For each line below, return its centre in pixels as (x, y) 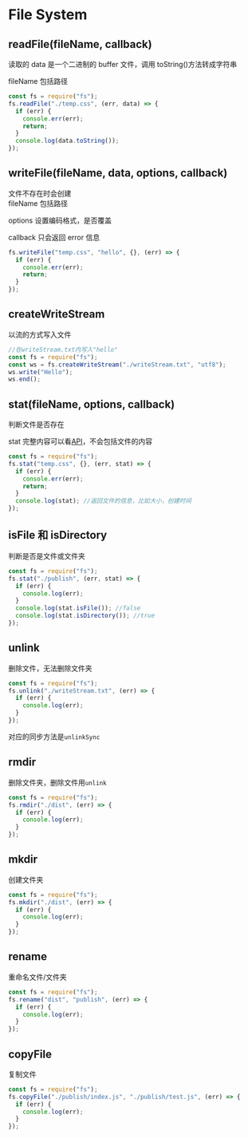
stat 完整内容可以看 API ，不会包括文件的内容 (81, 441)
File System (48, 15)
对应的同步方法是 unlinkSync (54, 737)
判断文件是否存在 (36, 425)
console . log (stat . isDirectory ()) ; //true (85, 616)
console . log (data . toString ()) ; (67, 141)
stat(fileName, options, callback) (92, 404)
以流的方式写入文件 (40, 334)
